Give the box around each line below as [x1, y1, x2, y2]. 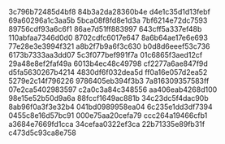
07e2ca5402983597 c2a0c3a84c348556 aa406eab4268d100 [8, 85, 218, 94]
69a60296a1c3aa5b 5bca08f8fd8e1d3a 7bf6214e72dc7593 [8, 15, 208, 25]
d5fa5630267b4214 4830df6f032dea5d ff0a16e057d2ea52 [8, 68, 208, 76]
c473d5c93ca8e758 [8, 128, 77, 137]
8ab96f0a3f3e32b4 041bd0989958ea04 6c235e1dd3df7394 [8, 102, 213, 111]
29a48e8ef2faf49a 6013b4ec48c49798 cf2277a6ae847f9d [8, 59, 209, 68]
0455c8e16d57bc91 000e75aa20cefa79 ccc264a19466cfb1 [8, 111, 208, 120]
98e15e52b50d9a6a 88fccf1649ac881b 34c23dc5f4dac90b [8, 94, 209, 103]
